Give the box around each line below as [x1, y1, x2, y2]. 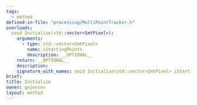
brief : [6, 73, 22, 79]
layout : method [6, 90, 43, 96]
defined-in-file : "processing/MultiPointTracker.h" [6, 19, 135, 25]
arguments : [16, 36, 43, 41]
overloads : [6, 24, 33, 31]
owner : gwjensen [6, 85, 46, 90]
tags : [6, 8, 19, 15]
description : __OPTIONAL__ [27, 52, 93, 58]
